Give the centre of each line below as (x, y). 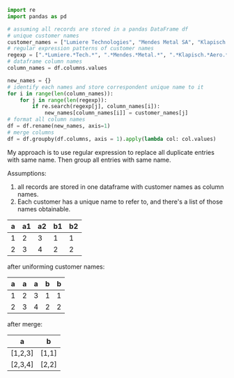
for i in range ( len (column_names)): (60, 93)
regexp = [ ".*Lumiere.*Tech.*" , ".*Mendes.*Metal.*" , (87, 55)
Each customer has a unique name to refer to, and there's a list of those (120, 202)
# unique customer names (43, 36)
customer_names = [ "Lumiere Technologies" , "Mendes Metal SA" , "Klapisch (117, 42)
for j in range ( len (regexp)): (64, 100)
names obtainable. (44, 209)
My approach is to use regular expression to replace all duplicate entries (111, 152)
